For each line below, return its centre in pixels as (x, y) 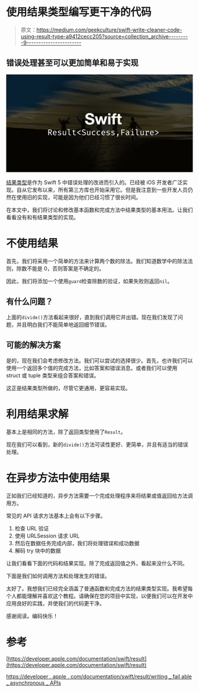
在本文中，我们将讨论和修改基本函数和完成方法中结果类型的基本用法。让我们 (99, 210)
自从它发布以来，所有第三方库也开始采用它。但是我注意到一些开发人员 (102, 190)
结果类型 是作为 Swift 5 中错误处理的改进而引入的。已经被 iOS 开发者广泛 (94, 182)
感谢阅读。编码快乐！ (32, 616)
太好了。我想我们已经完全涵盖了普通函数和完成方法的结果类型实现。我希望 (97, 588)
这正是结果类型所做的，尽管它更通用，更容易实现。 (68, 388)
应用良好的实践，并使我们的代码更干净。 (55, 603)
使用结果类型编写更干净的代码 (79, 12)
